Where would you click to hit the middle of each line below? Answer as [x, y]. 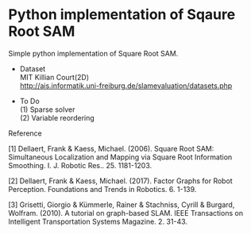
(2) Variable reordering [57, 117]
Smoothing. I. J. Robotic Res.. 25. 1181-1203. [80, 165]
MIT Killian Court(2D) [54, 77]
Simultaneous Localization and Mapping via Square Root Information [120, 157]
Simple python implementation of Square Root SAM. [93, 53]
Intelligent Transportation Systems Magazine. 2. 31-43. [98, 221]
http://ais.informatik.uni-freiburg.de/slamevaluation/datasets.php [126, 86]
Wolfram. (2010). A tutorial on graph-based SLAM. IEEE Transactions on [126, 213]
